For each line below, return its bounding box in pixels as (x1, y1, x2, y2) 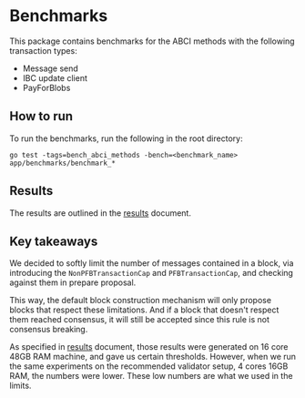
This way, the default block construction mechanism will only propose (9, 295, 271, 306)
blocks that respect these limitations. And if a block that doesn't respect (9, 304, 280, 315)
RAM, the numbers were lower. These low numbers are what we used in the (9, 371, 293, 382)
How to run (9, 108, 74, 124)
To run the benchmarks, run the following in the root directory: (9, 133, 243, 144)
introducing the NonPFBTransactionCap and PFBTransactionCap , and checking (9, 268, 294, 279)
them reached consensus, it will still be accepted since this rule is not (9, 314, 270, 325)
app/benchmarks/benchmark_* (9, 158, 117, 168)
